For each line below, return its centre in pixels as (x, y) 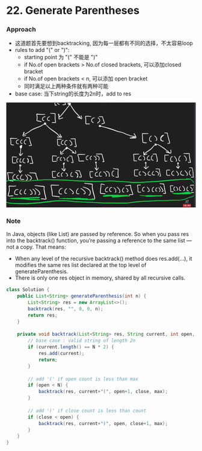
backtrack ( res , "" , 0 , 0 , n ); (66, 309)
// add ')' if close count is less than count (87, 411)
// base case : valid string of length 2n (82, 341)
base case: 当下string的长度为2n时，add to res (73, 94)
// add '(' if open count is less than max (83, 379)
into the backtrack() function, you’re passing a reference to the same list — (99, 241)
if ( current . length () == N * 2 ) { (71, 347)
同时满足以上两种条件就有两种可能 (66, 86)
